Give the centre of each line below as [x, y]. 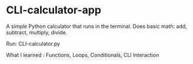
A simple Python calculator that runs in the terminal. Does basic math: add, [96, 26]
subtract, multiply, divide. [37, 32]
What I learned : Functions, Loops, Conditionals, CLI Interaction [83, 55]
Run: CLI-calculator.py [33, 44]
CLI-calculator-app [54, 10]
